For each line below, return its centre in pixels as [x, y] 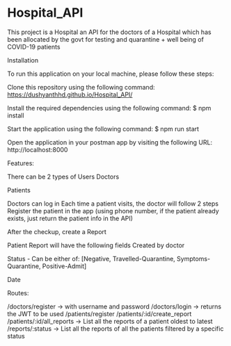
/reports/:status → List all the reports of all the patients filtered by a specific [115, 329]
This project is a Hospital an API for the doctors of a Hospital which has [109, 32]
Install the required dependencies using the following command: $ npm [109, 108]
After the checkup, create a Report [57, 231]
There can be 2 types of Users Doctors [63, 176]
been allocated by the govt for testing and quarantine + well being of [105, 39]
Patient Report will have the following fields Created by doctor [96, 245]
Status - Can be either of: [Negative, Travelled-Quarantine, [91, 258]
